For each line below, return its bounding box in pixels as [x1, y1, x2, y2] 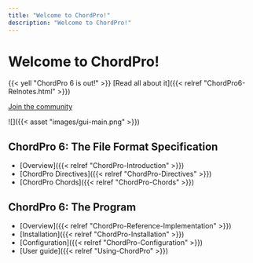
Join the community [8, 102, 73, 111]
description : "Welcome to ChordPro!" [8, 19, 132, 27]
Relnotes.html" [8, 87, 57, 97]
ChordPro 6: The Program [8, 200, 136, 214]
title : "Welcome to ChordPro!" [8, 11, 111, 20]
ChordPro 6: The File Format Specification [8, 140, 218, 153]
